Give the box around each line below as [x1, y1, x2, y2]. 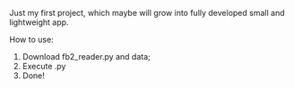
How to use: [9, 35, 54, 44]
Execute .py [22, 61, 66, 71]
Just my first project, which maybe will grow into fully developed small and [9, 8, 285, 18]
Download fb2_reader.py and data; [22, 52, 151, 61]
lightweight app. [9, 17, 69, 28]
